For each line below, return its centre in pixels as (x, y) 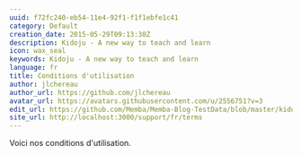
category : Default (44, 26)
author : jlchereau (44, 84)
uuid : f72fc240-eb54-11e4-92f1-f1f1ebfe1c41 (94, 17)
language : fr (34, 68)
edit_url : (28, 109)
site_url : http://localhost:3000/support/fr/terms (106, 117)
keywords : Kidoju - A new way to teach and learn (104, 59)
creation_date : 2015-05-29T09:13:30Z (80, 34)
